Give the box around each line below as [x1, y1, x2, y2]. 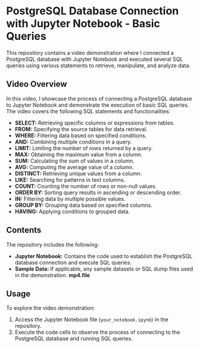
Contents [6, 225, 42, 235]
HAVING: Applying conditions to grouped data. [14, 207, 130, 215]
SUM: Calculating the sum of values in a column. [14, 157, 135, 164]
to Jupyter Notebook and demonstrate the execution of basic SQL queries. [6, 101, 189, 108]
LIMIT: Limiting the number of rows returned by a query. [14, 144, 153, 151]
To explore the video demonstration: [6, 304, 95, 312]
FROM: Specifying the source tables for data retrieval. [14, 125, 148, 132]
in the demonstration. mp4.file [14, 271, 91, 278]
